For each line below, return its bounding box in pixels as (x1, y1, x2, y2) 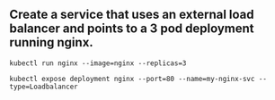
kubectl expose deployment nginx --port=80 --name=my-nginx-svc (9, 74, 255, 83)
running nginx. (9, 35, 94, 50)
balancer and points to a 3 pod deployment (9, 21, 254, 37)
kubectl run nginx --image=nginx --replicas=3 (9, 58, 187, 68)
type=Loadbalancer (9, 82, 78, 91)
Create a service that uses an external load (9, 7, 254, 22)
